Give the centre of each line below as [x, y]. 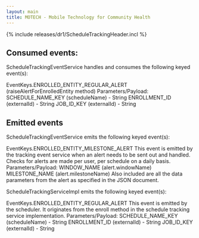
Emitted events [35, 123]
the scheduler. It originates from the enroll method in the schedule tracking [98, 209]
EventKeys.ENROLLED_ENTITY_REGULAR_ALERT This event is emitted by [97, 203]
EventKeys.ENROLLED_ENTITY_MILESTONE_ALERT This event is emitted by [99, 149]
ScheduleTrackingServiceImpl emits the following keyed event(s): [86, 192]
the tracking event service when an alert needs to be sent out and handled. [98, 155]
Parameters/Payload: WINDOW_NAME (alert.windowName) [79, 168]
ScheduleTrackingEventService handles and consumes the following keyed [98, 67]
